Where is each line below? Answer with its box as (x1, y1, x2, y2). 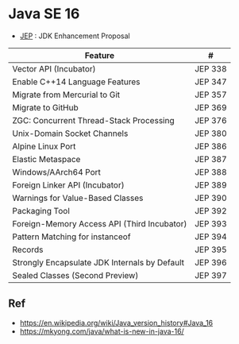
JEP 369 (194, 102, 228, 113)
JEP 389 (194, 180, 228, 191)
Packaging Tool (12, 205, 70, 216)
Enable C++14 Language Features (12, 76, 141, 87)
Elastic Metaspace (12, 153, 81, 164)
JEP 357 (194, 89, 228, 100)
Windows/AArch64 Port (12, 166, 102, 177)
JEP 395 (194, 244, 228, 255)
